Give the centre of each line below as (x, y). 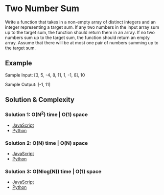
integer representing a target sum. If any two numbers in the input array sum (82, 27)
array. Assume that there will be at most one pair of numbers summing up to (82, 42)
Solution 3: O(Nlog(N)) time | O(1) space (53, 172)
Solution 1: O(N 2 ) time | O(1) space (47, 114)
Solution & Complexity (40, 100)
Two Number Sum (42, 9)
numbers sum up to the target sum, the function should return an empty (78, 38)
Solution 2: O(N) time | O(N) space (47, 143)
